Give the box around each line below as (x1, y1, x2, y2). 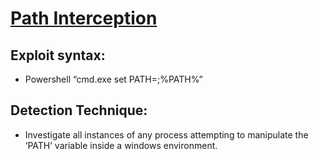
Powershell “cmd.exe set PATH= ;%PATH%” (24, 73, 203, 85)
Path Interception (10, 7, 158, 30)
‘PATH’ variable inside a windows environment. (24, 139, 218, 151)
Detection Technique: (10, 102, 148, 119)
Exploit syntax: (10, 47, 106, 64)
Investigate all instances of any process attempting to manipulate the (24, 128, 309, 141)
